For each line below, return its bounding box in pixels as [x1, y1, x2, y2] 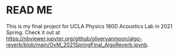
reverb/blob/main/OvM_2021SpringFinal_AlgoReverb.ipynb [6, 41, 148, 48]
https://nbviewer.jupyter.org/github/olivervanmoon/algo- [6, 35, 142, 42]
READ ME [6, 3, 53, 17]
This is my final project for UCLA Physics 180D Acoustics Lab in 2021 [6, 23, 173, 30]
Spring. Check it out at [6, 28, 60, 35]
